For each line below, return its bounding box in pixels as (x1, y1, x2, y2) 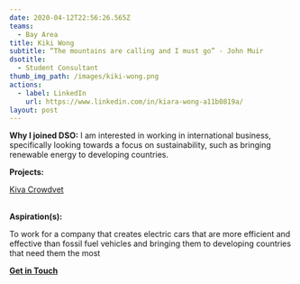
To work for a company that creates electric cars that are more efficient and (9, 229, 291, 240)
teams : (9, 22, 34, 31)
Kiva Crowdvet (9, 184, 65, 195)
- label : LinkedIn (17, 88, 87, 97)
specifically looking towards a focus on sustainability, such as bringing (9, 140, 272, 151)
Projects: (9, 167, 44, 178)
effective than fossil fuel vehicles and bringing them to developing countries (9, 238, 291, 249)
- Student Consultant (17, 64, 99, 73)
